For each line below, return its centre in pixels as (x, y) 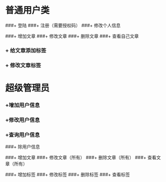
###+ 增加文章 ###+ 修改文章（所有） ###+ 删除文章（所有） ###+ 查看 (81, 158)
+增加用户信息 (23, 105)
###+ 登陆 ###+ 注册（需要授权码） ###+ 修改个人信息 (63, 25)
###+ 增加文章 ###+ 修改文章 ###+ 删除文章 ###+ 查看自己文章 (72, 36)
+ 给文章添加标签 (26, 50)
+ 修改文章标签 (23, 65)
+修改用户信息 (23, 120)
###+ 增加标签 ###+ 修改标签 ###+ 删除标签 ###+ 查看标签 (68, 174)
